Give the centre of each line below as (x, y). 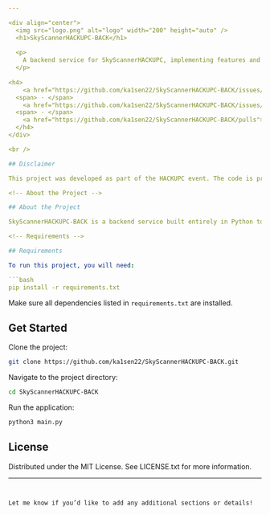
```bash (21, 280)
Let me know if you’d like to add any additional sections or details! (131, 503)
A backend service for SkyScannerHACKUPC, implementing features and (142, 60)
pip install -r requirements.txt (64, 287)
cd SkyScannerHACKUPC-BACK (53, 392)
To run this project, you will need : (72, 265)
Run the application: (41, 407)
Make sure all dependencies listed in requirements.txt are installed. (121, 303)
